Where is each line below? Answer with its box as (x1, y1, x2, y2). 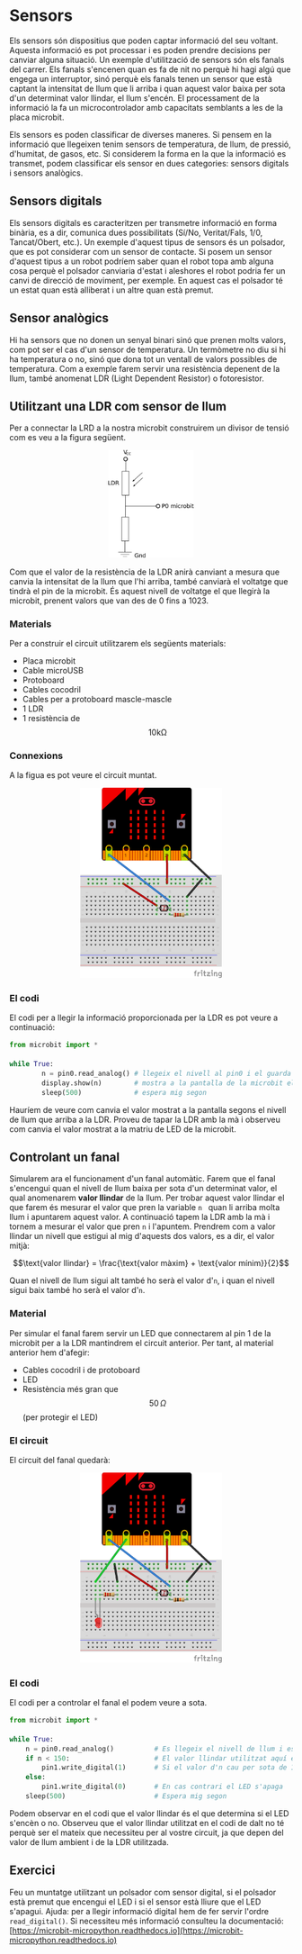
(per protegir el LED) (22, 1411, 99, 1423)
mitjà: (9, 1240, 30, 1252)
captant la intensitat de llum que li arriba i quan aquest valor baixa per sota (9, 83, 286, 94)
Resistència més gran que (22, 1383, 119, 1394)
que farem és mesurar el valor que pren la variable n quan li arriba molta (9, 1202, 280, 1213)
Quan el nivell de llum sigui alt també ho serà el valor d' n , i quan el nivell (9, 1275, 276, 1286)
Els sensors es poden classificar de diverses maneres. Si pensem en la (9, 129, 272, 140)
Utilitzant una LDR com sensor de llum (9, 398, 227, 414)
